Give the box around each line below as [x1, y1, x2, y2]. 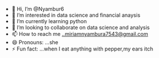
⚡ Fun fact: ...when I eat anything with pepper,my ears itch [11, 45, 153, 52]
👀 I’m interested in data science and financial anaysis [11, 12, 141, 19]
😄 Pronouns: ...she [11, 39, 59, 46]
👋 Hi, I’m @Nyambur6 [11, 6, 64, 12]
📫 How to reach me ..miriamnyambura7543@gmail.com [11, 31, 148, 37]
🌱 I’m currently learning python [11, 18, 87, 24]
